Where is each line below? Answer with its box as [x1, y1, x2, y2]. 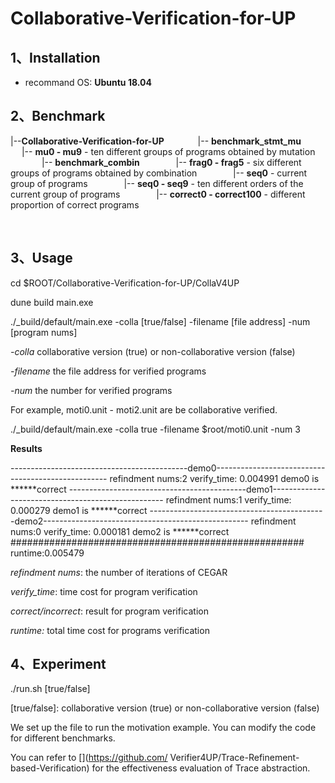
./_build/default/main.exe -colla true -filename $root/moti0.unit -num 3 [10, 423, 301, 435]
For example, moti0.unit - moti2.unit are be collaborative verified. [10, 403, 278, 416]
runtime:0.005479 [10, 547, 85, 559]
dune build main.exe [10, 296, 94, 308]
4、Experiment [10, 656, 107, 673]
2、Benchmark [10, 108, 106, 125]
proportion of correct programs [10, 198, 140, 211]
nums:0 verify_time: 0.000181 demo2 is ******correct [10, 525, 230, 537]
